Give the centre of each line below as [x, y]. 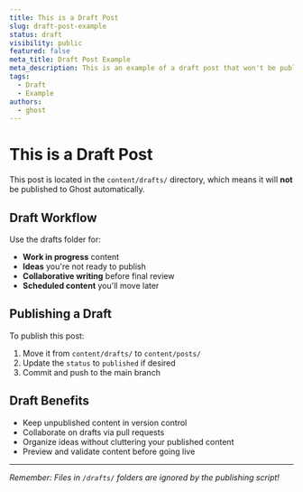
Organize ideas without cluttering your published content [128, 441]
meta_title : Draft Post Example [70, 60]
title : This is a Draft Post [64, 18]
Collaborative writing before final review [98, 276]
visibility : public [46, 43]
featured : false [40, 51]
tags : [19, 77]
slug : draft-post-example [58, 26]
